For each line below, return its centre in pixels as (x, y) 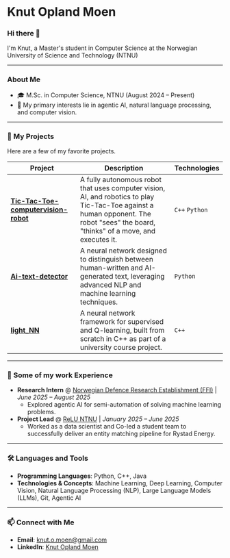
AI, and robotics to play (117, 197)
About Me (24, 79)
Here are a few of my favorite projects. (62, 151)
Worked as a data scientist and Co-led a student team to (107, 427)
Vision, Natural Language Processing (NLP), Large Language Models (114, 490)
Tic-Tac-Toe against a (117, 205)
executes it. (99, 240)
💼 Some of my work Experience (60, 375)
